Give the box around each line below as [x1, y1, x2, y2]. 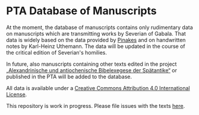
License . [6, 91, 27, 98]
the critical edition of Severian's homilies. [6, 49, 108, 56]
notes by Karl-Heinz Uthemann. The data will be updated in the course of [6, 43, 185, 50]
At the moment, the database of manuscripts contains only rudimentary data [6, 24, 193, 31]
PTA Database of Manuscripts [6, 4, 157, 18]
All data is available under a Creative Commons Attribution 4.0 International [6, 84, 190, 91]
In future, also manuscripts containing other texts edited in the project [6, 60, 177, 68]
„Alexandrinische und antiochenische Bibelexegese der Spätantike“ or [6, 66, 177, 74]
